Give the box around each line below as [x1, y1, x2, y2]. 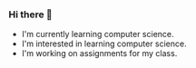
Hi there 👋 [8, 8, 54, 21]
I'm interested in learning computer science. [21, 38, 187, 49]
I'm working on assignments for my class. [21, 48, 178, 59]
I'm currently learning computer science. [21, 29, 174, 40]
